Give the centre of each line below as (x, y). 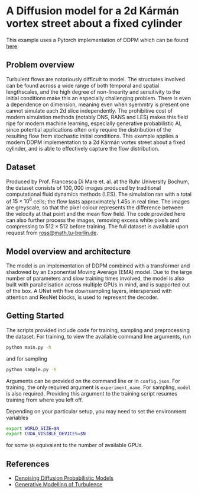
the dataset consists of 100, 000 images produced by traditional (84, 187)
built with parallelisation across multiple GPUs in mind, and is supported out (98, 285)
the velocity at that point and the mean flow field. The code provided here (96, 214)
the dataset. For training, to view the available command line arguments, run (99, 336)
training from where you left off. (45, 400)
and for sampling (27, 358)
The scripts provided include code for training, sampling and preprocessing (98, 330)
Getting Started (35, 316)
